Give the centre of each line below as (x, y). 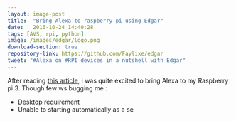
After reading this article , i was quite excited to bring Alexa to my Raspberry (118, 80)
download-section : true (43, 47)
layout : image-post (36, 14)
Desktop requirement (49, 102)
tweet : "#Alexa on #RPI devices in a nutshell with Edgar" (97, 60)
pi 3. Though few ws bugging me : (58, 88)
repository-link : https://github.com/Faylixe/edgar (85, 54)
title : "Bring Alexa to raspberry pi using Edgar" (85, 21)
